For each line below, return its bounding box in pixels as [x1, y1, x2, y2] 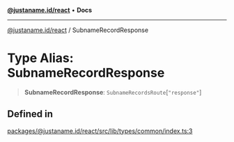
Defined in [7, 108, 54, 120]
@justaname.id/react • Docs [7, 6, 93, 14]
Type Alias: [7, 50, 75, 66]
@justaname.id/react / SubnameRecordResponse [7, 26, 148, 34]
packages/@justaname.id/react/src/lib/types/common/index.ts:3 [7, 127, 193, 135]
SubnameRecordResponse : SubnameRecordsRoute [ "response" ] [24, 88, 202, 96]
